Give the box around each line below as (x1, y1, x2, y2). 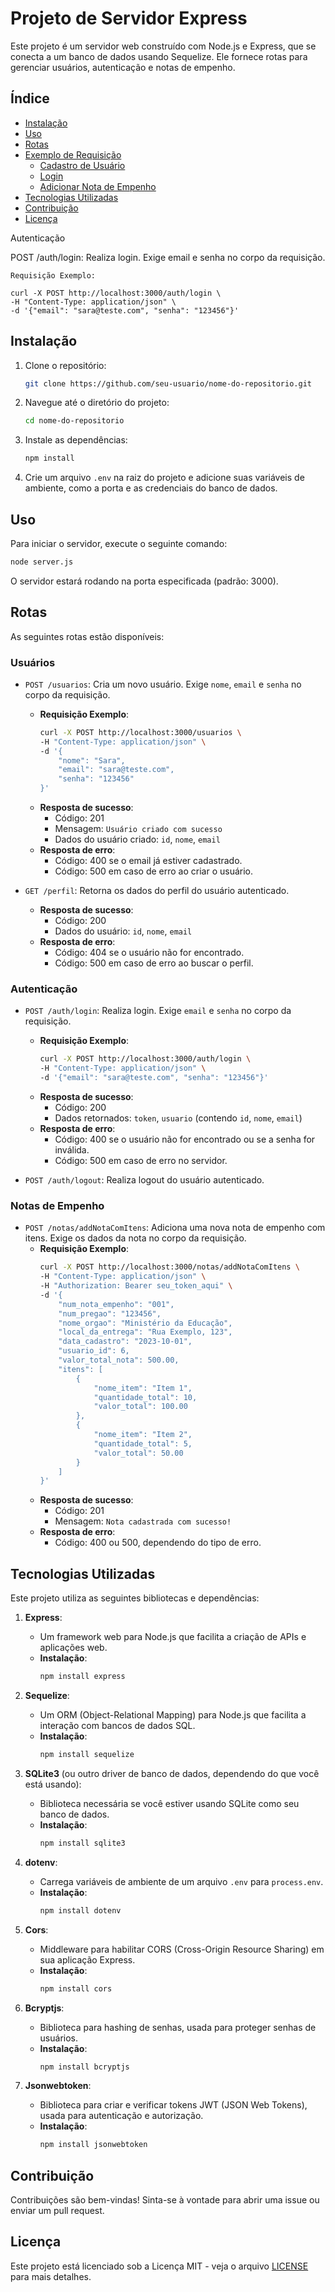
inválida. (54, 1144, 90, 1156)
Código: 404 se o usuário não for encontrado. (54, 947, 245, 959)
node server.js (10, 557, 74, 567)
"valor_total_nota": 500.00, (58, 1355, 180, 1366)
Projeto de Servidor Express (10, 7, 248, 30)
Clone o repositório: (24, 359, 107, 371)
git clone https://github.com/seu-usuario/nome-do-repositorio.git (24, 378, 312, 389)
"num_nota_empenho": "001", (58, 1299, 175, 1309)
